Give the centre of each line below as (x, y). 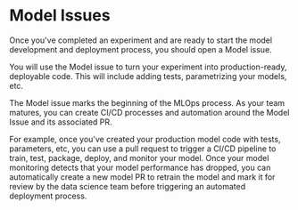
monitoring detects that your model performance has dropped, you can (140, 167)
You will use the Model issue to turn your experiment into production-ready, (148, 67)
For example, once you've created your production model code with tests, (145, 139)
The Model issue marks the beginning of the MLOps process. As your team (147, 102)
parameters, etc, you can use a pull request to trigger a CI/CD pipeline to (143, 149)
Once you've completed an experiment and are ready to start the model (141, 40)
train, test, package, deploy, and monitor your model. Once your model (139, 157)
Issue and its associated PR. (61, 122)
